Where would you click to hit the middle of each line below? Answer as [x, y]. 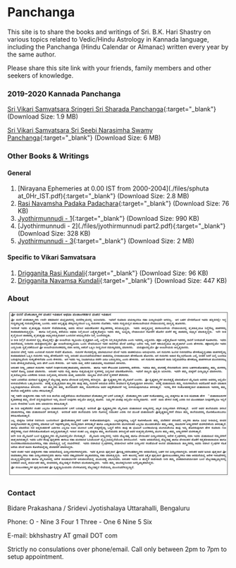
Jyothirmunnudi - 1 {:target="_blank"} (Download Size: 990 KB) [108, 219]
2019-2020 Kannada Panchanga [64, 94]
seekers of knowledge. [41, 75]
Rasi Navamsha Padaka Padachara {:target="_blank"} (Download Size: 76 [123, 204]
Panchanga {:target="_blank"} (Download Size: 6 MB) [84, 138]
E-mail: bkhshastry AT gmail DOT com [62, 536]
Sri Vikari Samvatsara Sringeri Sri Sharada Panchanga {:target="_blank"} [112, 109]
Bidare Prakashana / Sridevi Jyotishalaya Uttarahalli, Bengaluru [99, 508]
